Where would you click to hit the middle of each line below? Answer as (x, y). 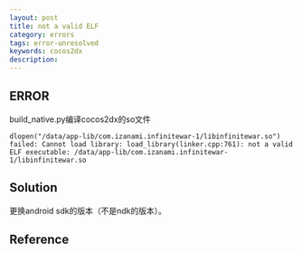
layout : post (34, 18)
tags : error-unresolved (54, 43)
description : (34, 60)
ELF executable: (40, 152)
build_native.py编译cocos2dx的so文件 (80, 119)
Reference (39, 240)
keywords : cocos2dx (46, 52)
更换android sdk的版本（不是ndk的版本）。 (88, 211)
